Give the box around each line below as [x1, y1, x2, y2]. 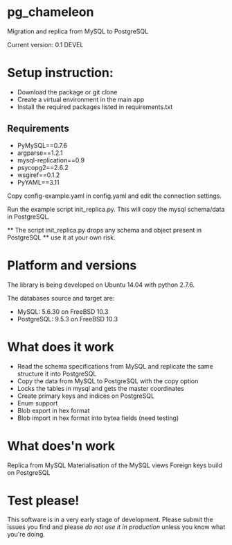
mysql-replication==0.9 [17, 156, 85, 164]
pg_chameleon [7, 4, 94, 20]
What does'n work [7, 438, 116, 453]
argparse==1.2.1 [17, 149, 63, 157]
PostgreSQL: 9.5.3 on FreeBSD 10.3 [17, 315, 118, 323]
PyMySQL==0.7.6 [17, 141, 68, 149]
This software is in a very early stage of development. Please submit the [7, 515, 213, 524]
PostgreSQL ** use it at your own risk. [7, 233, 116, 242]
